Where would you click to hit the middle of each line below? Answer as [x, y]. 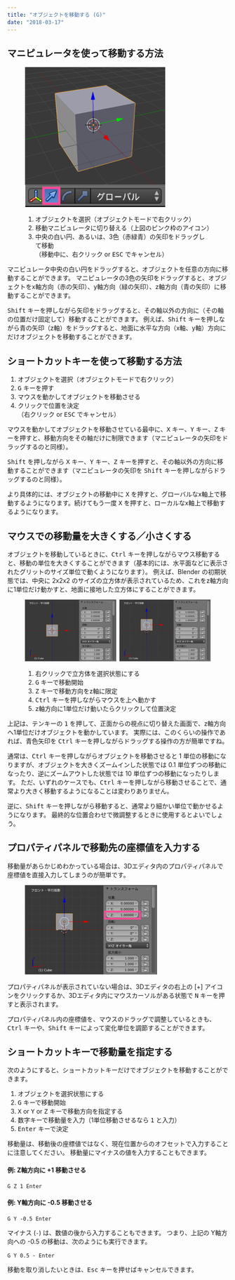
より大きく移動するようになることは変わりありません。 [93, 791]
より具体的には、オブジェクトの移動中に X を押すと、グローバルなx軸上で [114, 494]
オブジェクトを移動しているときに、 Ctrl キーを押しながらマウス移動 [108, 554]
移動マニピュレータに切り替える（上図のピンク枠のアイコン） [124, 228]
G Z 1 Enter [25, 1186]
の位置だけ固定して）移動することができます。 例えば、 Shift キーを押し [113, 319]
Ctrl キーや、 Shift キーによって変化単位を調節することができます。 [108, 1027]
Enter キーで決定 [43, 1129]
